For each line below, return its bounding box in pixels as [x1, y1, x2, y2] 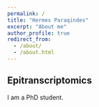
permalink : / [7, 10, 45, 17]
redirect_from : [7, 36, 52, 43]
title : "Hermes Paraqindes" [7, 17, 89, 24]
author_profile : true [7, 29, 70, 37]
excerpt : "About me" [7, 23, 68, 30]
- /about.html [13, 49, 54, 56]
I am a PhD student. [7, 93, 64, 101]
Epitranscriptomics [7, 74, 92, 87]
